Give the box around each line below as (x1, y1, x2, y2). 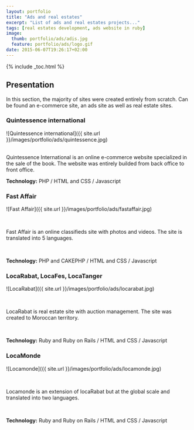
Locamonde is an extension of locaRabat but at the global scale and (6, 388, 170, 395)
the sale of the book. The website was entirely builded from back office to (6, 160, 185, 167)
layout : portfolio (6, 8, 51, 15)
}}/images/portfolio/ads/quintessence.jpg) (6, 136, 108, 143)
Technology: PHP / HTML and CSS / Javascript (6, 177, 121, 184)
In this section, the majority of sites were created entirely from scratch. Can (6, 95, 189, 103)
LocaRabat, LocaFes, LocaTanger (6, 272, 103, 280)
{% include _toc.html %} (6, 63, 65, 70)
